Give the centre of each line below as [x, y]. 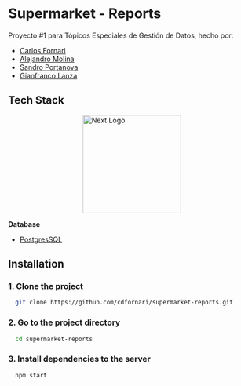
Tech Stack [36, 100]
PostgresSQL [41, 239]
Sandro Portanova [49, 67]
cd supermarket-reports [54, 339]
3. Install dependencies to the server [80, 359]
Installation [36, 264]
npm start [31, 375]
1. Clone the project [46, 286]
